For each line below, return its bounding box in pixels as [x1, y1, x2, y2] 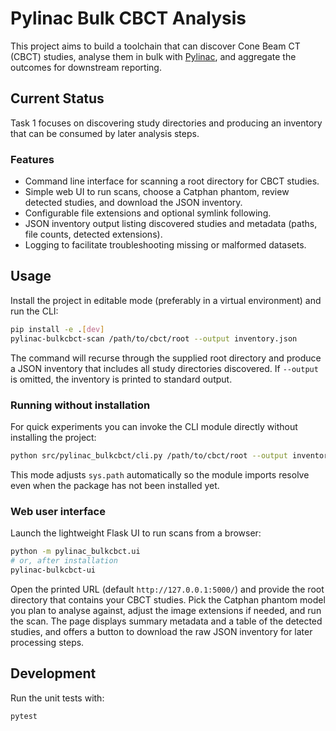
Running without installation [10, 398, 151, 412]
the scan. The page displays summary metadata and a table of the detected [10, 615, 323, 627]
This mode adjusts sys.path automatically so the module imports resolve [10, 468, 310, 481]
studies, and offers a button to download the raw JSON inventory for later [10, 625, 313, 637]
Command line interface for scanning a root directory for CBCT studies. [24, 175, 320, 187]
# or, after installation [10, 555, 118, 566]
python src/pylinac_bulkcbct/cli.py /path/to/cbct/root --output [10, 450, 288, 461]
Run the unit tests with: [10, 692, 105, 704]
